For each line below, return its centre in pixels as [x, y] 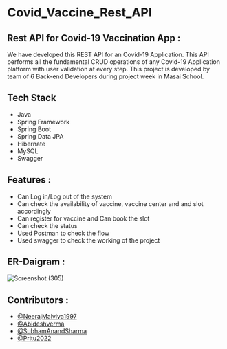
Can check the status [47, 225]
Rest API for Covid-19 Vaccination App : [94, 38]
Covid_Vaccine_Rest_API [80, 13]
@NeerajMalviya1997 [47, 317]
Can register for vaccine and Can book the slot [83, 218]
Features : [29, 180]
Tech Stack [32, 98]
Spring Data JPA [40, 136]
